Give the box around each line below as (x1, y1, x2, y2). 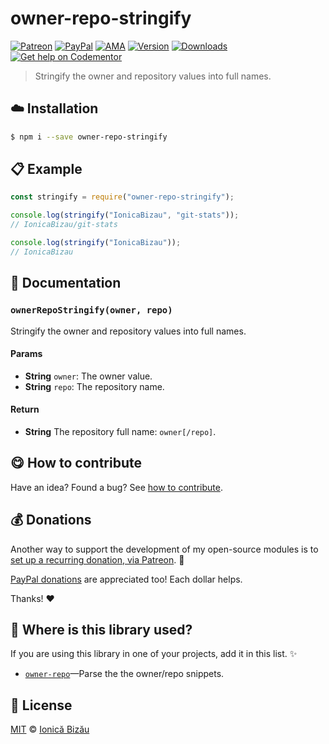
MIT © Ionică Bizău (10, 723, 90, 736)
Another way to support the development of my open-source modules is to (10, 543, 319, 555)
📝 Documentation (10, 275, 122, 292)
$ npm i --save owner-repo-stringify (10, 132, 168, 142)
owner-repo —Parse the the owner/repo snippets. (24, 668, 225, 680)
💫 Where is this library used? (10, 621, 193, 638)
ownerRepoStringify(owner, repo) (10, 305, 173, 316)
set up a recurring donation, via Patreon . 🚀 (10, 553, 185, 566)
